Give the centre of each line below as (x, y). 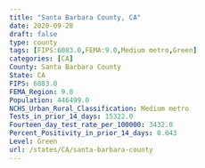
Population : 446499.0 (49, 100)
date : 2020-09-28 (41, 26)
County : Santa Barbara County (66, 68)
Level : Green (33, 141)
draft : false (33, 34)
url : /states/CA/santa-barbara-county (81, 149)
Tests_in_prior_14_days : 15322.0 (71, 116)
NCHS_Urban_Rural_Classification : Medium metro (99, 108)
